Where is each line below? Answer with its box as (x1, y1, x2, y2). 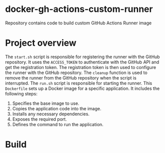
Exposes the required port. (12, 116, 67, 122)
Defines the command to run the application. (12, 121, 104, 127)
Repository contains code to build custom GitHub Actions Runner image (5, 20, 152, 26)
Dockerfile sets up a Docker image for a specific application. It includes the (5, 85, 160, 91)
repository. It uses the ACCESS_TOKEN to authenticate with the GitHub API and (5, 59, 160, 65)
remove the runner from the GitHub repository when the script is (5, 75, 137, 80)
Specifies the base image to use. (12, 100, 79, 106)
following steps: (5, 90, 38, 96)
